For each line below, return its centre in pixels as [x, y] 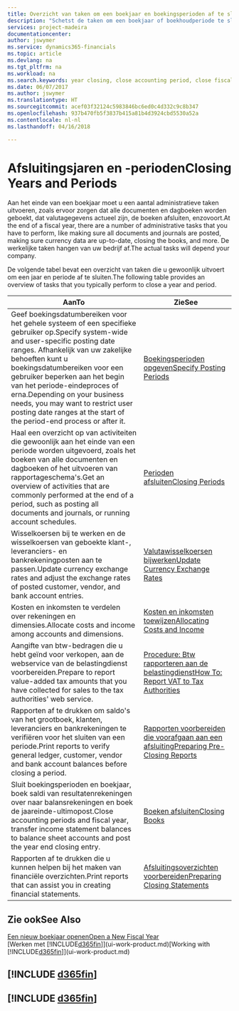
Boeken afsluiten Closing [184, 812]
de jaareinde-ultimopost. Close [62, 812]
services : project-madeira [47, 27]
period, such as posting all [55, 504]
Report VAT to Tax [174, 681]
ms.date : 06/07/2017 [38, 87]
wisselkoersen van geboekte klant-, [71, 542]
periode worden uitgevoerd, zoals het [74, 451]
